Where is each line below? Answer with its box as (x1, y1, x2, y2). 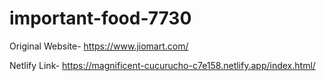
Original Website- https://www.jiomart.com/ (9, 40, 189, 52)
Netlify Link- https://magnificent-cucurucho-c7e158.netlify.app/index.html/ (9, 59, 316, 71)
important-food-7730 (9, 7, 192, 30)
